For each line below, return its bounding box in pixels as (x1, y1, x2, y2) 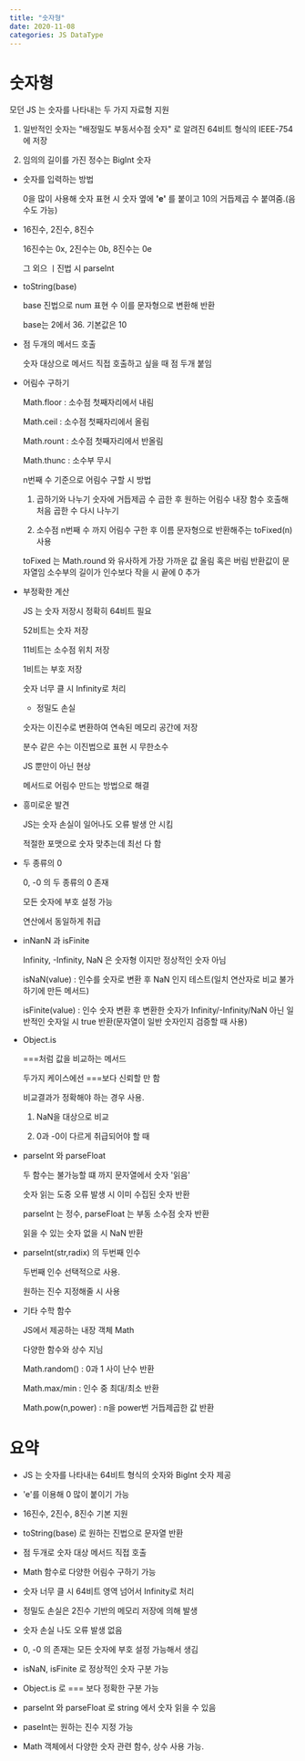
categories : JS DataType (9, 30, 104, 39)
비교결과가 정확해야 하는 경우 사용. (22, 1092, 145, 1103)
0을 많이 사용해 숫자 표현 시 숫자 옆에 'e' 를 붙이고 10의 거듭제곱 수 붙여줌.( (22, 193, 289, 204)
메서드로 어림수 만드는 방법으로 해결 (22, 780, 150, 791)
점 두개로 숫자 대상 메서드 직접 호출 (22, 1547, 147, 1558)
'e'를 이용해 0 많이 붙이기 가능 (22, 1489, 130, 1500)
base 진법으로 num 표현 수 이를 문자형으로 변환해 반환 (22, 300, 216, 311)
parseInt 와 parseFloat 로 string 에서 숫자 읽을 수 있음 (22, 1703, 217, 1714)
